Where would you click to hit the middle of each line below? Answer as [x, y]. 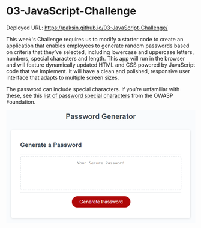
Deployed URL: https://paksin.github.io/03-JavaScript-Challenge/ [87, 28]
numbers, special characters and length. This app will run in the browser [96, 58]
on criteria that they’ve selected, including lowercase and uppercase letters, [100, 52]
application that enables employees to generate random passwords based [98, 46]
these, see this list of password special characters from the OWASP [90, 95]
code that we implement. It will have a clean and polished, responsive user [98, 71]
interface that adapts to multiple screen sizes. [63, 77]
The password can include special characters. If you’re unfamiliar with [93, 89]
